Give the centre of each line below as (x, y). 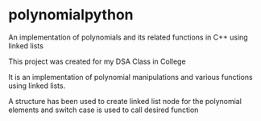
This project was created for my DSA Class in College (97, 61)
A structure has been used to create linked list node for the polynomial (125, 101)
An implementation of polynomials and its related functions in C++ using (128, 37)
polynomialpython (71, 15)
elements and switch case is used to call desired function (104, 110)
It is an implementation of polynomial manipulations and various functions (130, 77)
